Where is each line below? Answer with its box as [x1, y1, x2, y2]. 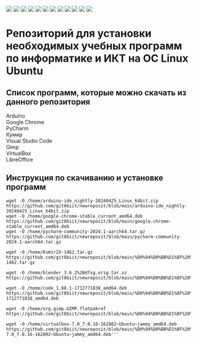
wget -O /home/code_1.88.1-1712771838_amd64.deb [6, 285, 127, 291]
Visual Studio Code [6, 137, 53, 144]
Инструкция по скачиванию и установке [6, 173, 164, 183]
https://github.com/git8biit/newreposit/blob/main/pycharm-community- [6, 234, 182, 240]
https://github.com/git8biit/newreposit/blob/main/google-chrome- [6, 218, 172, 224]
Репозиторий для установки [6, 27, 152, 41]
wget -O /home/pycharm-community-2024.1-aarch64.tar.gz [6, 228, 145, 234]
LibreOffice [6, 156, 33, 163]
